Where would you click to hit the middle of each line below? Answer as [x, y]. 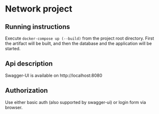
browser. [14, 107]
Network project [39, 9]
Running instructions [38, 27]
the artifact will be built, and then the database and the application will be [79, 43]
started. [13, 49]
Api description [29, 64]
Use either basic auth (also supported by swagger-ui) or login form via [76, 102]
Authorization [26, 91]
